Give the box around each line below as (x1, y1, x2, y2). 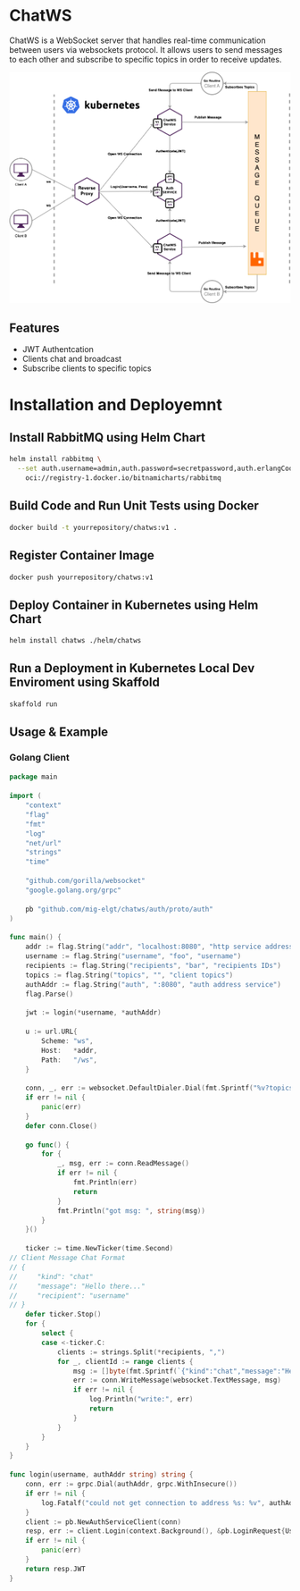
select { (41, 1329, 74, 1338)
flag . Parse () (25, 989, 74, 998)
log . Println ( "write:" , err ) (88, 1395, 194, 1404)
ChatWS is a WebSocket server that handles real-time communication (9, 35, 266, 46)
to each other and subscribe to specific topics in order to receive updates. (9, 54, 282, 64)
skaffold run (9, 699, 58, 709)
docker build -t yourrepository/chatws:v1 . (9, 523, 178, 532)
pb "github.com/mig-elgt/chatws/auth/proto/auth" (25, 905, 214, 913)
